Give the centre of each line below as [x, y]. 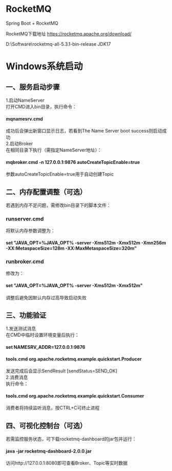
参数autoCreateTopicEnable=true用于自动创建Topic [60, 174]
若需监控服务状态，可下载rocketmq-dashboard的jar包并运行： [71, 439]
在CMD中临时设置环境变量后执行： [42, 335]
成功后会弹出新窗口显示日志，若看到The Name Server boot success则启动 [84, 131]
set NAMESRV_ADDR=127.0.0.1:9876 [46, 347]
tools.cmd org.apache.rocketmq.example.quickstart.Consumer [75, 395]
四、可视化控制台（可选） [46, 426]
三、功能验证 [26, 315]
